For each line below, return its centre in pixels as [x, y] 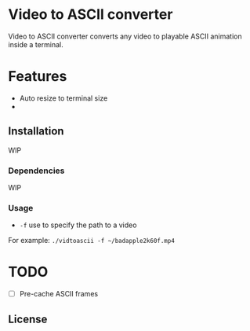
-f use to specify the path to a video [78, 225]
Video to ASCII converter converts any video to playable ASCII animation [125, 36]
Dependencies [36, 171]
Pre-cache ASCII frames [59, 294]
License [28, 319]
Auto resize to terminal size [63, 98]
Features [38, 77]
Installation [36, 131]
